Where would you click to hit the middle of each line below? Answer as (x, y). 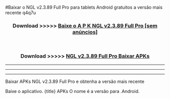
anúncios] (85, 32)
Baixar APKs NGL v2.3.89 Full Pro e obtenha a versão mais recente (75, 81)
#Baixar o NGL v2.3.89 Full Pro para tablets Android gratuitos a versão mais (84, 7)
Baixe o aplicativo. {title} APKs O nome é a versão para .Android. (73, 91)
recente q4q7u (21, 13)
